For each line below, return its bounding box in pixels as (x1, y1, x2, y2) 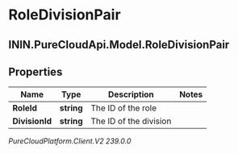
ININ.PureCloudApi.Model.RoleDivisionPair (8, 38, 230, 52)
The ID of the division (90, 115, 172, 127)
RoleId (12, 102, 38, 114)
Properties (8, 65, 63, 78)
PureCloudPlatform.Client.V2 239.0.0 (8, 136, 132, 146)
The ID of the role (90, 102, 157, 114)
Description (107, 89, 155, 100)
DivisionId (12, 115, 52, 127)
